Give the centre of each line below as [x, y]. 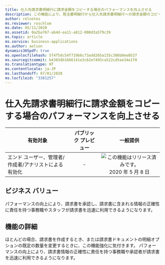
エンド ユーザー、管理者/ [36, 157]
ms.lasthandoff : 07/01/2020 [34, 74]
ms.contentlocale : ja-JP [30, 69]
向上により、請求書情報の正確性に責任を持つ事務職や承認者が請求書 [91, 252]
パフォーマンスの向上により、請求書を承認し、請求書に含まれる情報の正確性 [82, 204]
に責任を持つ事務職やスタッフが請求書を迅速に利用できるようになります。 [80, 210]
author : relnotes [23, 19]
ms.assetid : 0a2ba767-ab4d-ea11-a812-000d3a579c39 [58, 32]
